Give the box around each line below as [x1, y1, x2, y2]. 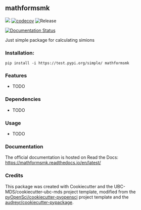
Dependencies [5, 96, 41, 103]
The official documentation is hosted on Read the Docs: [5, 154, 119, 160]
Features [5, 72, 27, 79]
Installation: [5, 49, 35, 56]
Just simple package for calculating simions [5, 37, 95, 43]
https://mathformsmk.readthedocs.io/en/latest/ [5, 160, 101, 166]
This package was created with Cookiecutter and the [5, 183, 113, 189]
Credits [5, 172, 23, 179]
